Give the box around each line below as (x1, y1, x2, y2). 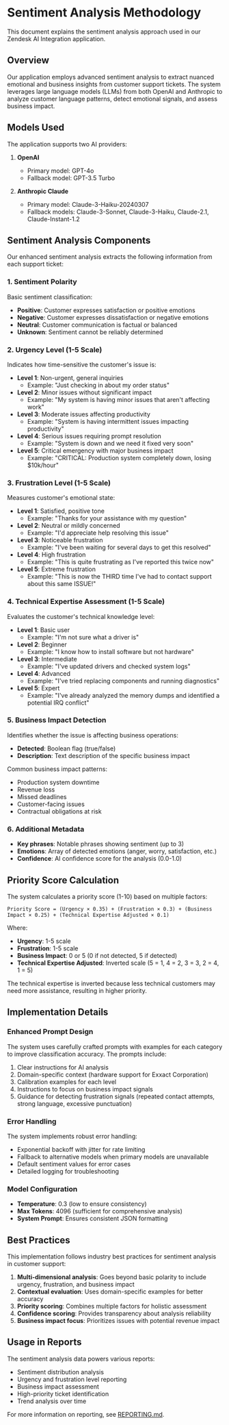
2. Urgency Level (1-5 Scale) (7, 344, 103, 354)
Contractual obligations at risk (16, 807, 102, 816)
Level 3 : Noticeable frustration (16, 536, 104, 544)
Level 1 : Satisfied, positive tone (16, 507, 105, 515)
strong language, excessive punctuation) (16, 1099, 132, 1107)
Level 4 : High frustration (16, 551, 86, 559)
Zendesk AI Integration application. (7, 34, 106, 42)
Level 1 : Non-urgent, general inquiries (16, 373, 124, 381)
